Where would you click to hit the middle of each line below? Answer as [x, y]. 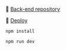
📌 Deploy [16, 20]
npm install [20, 31]
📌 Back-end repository [33, 9]
